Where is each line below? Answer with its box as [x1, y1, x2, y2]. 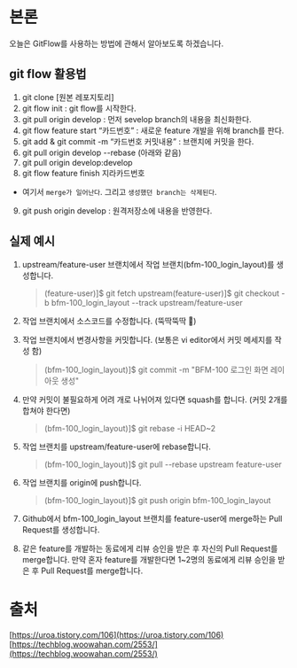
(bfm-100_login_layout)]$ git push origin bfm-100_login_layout [43, 494, 271, 505]
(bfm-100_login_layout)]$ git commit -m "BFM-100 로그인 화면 [43, 364, 269, 375]
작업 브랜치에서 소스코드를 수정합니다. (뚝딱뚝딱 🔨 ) [21, 315, 197, 326]
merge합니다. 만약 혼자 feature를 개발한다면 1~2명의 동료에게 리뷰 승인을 [21, 554, 277, 564]
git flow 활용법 [9, 66, 87, 82]
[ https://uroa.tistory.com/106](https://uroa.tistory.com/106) [9, 629, 224, 640]
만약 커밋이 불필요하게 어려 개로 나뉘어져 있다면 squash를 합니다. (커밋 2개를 [21, 394, 288, 405]
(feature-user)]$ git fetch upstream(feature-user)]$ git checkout [43, 288, 280, 299]
